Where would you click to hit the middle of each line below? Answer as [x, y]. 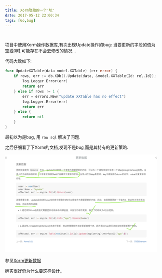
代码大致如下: [19, 61]
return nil [33, 117]
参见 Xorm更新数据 [23, 260]
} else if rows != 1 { [36, 91]
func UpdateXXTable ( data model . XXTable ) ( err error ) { [61, 71]
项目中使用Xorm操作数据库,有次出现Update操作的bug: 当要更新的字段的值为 [80, 45]
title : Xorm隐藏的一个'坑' [30, 10]
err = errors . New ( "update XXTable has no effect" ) [74, 96]
